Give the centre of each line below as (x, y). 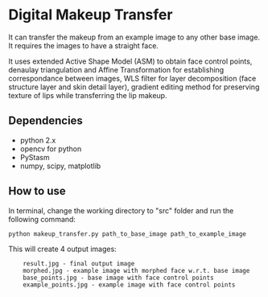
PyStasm (35, 157)
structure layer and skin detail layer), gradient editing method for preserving (134, 87)
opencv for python (51, 148)
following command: (42, 219)
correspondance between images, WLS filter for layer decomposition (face (132, 78)
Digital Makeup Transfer (91, 15)
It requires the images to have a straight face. (84, 45)
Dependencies (45, 121)
